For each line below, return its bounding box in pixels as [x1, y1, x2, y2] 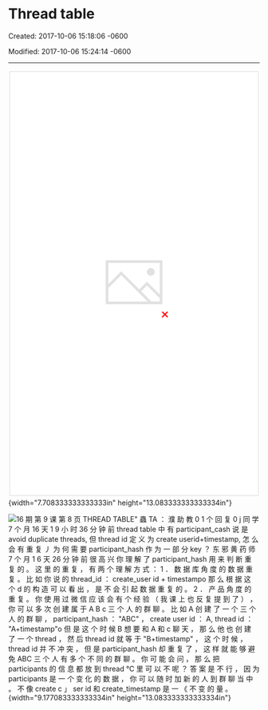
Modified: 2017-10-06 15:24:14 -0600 [8, 46, 132, 56]
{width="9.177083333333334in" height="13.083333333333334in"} [8, 692, 231, 702]
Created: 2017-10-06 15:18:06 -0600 [8, 31, 128, 41]
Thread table [8, 5, 95, 23]
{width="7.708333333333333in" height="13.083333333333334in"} [8, 498, 233, 507]
